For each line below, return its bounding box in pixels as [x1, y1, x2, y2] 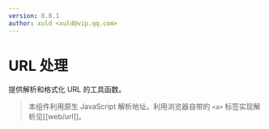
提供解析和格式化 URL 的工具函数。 [8, 85, 126, 94]
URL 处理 [8, 56, 69, 75]
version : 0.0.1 [8, 11, 60, 20]
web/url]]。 [48, 112, 87, 122]
